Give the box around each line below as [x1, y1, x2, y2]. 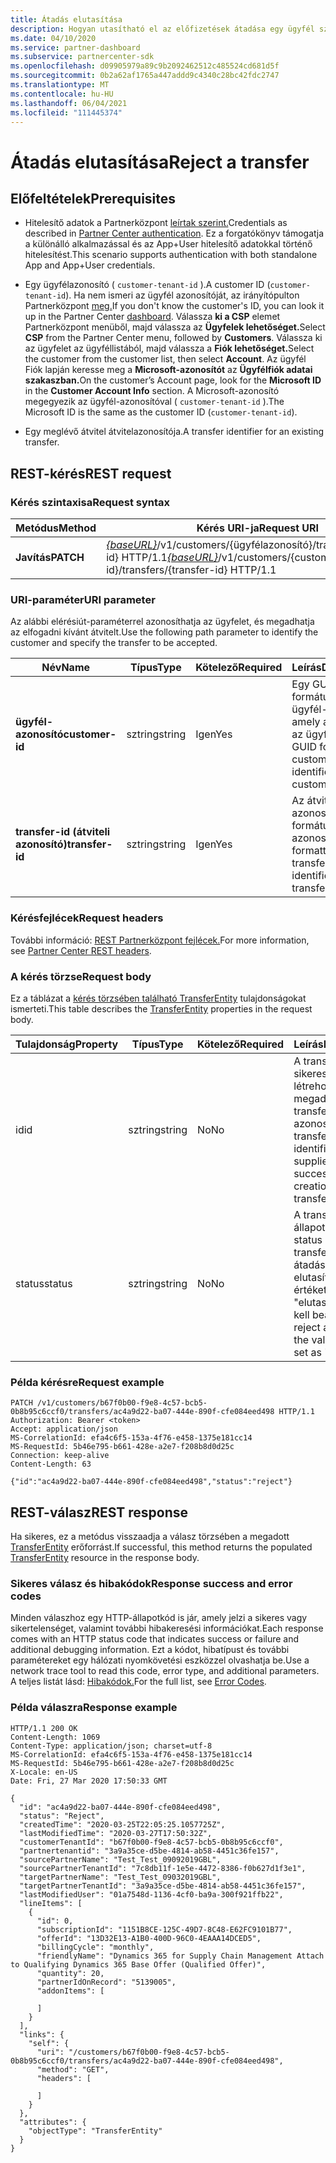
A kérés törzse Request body [10, 969, 152, 983]
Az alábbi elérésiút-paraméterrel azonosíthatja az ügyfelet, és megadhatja [10, 616, 315, 628]
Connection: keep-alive [10, 1451, 110, 1461]
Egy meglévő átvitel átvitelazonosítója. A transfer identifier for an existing [24, 426, 325, 438]
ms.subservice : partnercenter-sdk [10, 52, 155, 62]
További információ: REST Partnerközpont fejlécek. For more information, [10, 934, 310, 946]
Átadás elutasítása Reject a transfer [10, 151, 310, 173]
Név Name [41, 661, 91, 675]
